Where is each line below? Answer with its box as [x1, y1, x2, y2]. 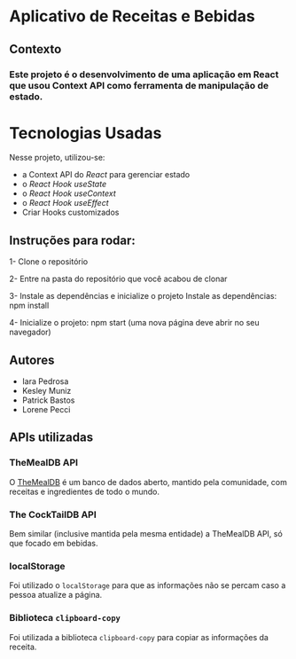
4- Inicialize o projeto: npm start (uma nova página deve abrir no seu [9, 318, 260, 328]
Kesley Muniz [21, 386, 72, 396]
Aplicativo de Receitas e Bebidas [9, 6, 255, 27]
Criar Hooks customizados [21, 207, 120, 218]
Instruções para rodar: [9, 232, 136, 247]
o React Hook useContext [21, 188, 117, 199]
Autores [9, 352, 55, 367]
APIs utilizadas [9, 430, 94, 445]
